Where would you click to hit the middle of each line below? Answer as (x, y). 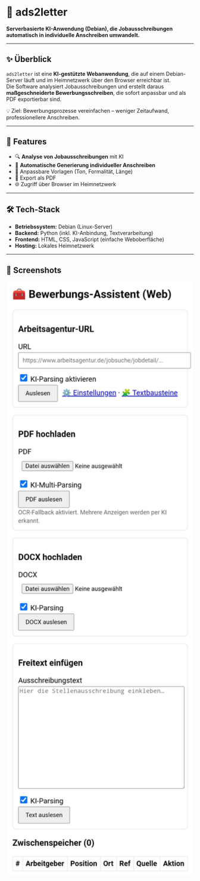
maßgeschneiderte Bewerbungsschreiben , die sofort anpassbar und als (96, 92)
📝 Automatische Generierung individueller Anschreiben (85, 165)
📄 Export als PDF (35, 178)
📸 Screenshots (34, 270)
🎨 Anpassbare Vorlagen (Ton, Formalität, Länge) (74, 171)
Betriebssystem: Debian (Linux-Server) (64, 227)
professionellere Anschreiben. (43, 117)
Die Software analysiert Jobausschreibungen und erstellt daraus (85, 86)
